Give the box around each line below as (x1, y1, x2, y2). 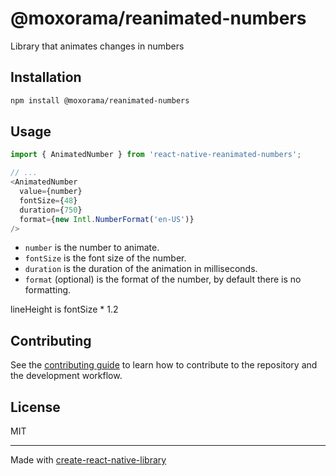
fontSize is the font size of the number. (24, 252, 187, 264)
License (10, 398, 61, 416)
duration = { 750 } (19, 205, 83, 215)
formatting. (24, 284, 72, 296)
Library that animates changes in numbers (10, 40, 185, 52)
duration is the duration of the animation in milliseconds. (24, 263, 258, 275)
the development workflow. (10, 370, 123, 382)
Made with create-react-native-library (10, 454, 167, 466)
